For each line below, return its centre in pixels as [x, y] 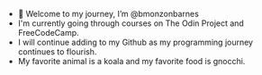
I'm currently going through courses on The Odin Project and [131, 23]
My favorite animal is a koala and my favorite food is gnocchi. [131, 61]
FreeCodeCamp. [48, 33]
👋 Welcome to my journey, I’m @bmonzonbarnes [108, 14]
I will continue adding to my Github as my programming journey [136, 42]
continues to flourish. [57, 52]
